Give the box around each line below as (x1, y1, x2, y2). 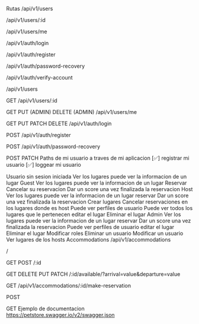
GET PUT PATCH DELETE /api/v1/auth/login (6, 120, 112, 127)
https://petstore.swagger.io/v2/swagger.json (6, 312, 115, 318)
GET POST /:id (6, 259, 41, 266)
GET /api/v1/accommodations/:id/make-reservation (6, 282, 131, 289)
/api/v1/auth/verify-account (6, 74, 73, 81)
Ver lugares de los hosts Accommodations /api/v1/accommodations (6, 236, 171, 243)
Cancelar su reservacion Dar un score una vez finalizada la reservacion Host (6, 186, 193, 192)
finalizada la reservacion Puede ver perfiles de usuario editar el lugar (6, 224, 175, 230)
